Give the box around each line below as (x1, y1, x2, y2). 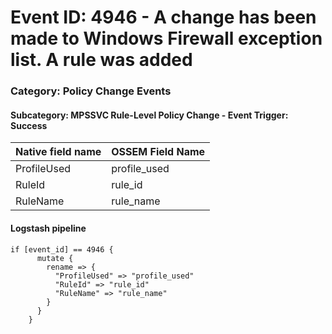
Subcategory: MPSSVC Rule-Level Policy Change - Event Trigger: (10, 109, 289, 121)
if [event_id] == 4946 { (10, 244, 114, 255)
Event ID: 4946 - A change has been (10, 6, 317, 29)
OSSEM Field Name (111, 145, 206, 159)
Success (10, 119, 48, 131)
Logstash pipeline (10, 222, 87, 234)
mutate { (36, 253, 74, 263)
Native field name (15, 145, 102, 159)
